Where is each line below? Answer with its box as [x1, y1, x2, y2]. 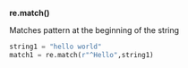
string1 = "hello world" [9, 42, 102, 51]
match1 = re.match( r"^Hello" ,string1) [9, 50, 154, 59]
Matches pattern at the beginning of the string [9, 25, 180, 35]
